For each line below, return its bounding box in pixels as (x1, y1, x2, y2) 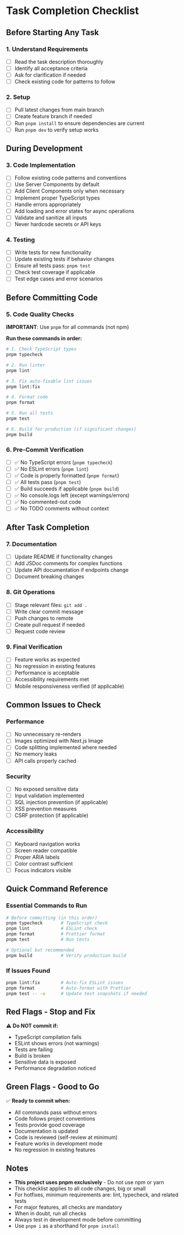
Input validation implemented (14, 792, 84, 799)
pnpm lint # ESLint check (6, 926, 98, 932)
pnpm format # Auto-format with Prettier (6, 985, 132, 991)
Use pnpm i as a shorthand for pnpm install (14, 1222, 119, 1229)
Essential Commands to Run (6, 901, 87, 910)
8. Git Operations (6, 588, 55, 596)
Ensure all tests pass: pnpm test (14, 262, 91, 269)
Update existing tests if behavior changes (14, 256, 115, 263)
